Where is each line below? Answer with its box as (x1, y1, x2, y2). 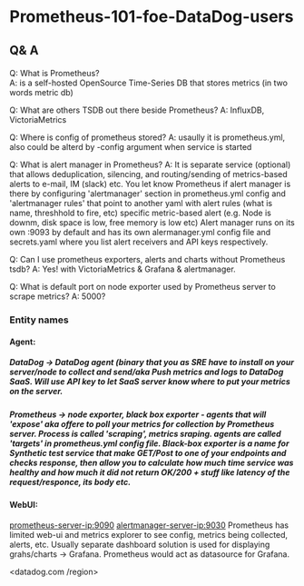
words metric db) (9, 87, 74, 98)
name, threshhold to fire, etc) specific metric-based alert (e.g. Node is (9, 207, 272, 219)
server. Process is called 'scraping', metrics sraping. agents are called (9, 428, 281, 439)
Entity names (9, 313, 70, 326)
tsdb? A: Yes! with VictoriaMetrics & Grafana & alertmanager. (9, 263, 236, 274)
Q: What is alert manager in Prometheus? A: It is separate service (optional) (9, 159, 291, 170)
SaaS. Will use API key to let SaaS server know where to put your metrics (9, 376, 290, 387)
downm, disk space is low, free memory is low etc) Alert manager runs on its (9, 217, 295, 228)
